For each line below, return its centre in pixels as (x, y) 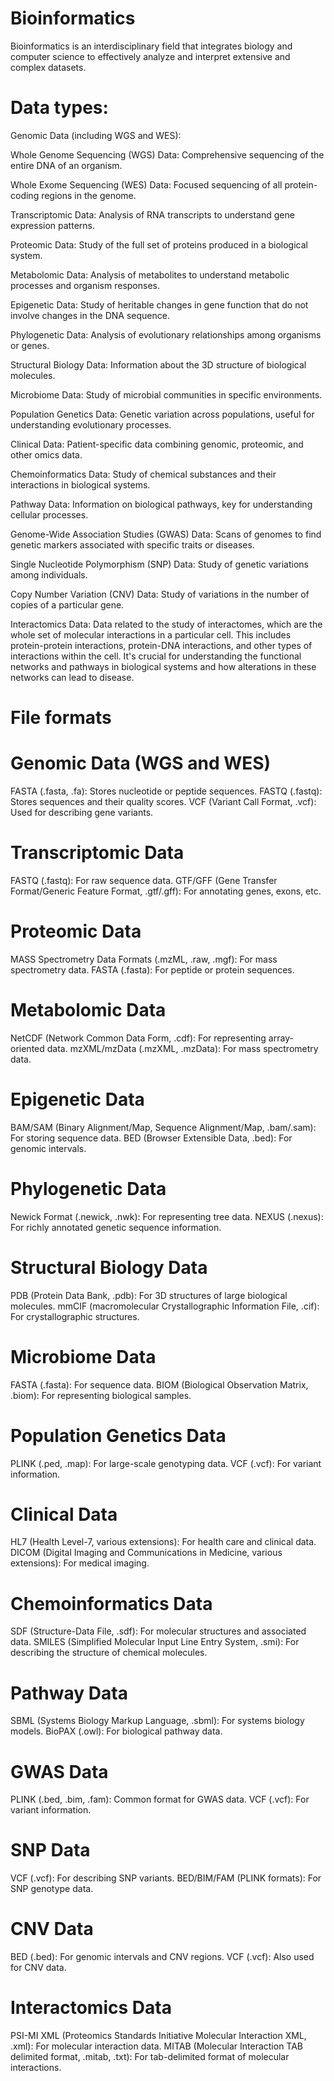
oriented (27, 1048)
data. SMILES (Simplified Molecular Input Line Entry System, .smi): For (155, 1642)
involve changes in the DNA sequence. (90, 315)
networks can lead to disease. (72, 677)
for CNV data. (38, 1968)
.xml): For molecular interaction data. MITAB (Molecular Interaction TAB (157, 2046)
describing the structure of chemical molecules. (109, 1653)
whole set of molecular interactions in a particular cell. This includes (151, 634)
